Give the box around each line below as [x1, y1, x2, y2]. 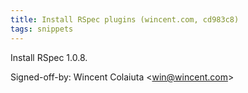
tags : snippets [10, 24, 74, 34]
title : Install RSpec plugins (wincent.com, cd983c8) [10, 14, 240, 25]
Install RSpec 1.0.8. [10, 51, 88, 63]
